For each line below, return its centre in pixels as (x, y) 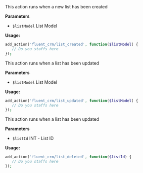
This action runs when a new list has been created (56, 7)
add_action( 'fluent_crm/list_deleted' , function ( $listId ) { (69, 157)
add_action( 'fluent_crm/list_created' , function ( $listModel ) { (72, 44)
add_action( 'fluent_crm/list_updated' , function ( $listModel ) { (72, 101)
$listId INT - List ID (33, 138)
